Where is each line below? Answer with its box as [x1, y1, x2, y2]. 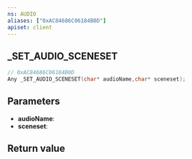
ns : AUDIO [7, 10, 37, 18]
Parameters [7, 96, 60, 108]
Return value [7, 143, 65, 155]
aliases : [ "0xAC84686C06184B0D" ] [7, 17, 107, 24]
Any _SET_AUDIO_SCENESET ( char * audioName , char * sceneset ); [7, 76, 186, 83]
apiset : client [7, 24, 53, 31]
